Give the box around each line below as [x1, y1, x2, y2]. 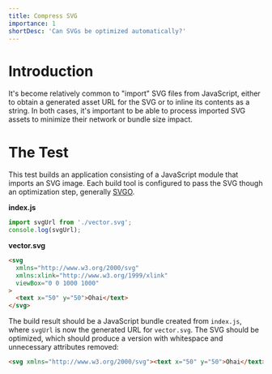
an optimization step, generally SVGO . [8, 187, 135, 197]
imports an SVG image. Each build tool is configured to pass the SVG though [8, 178, 263, 188]
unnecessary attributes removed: [8, 342, 119, 352]
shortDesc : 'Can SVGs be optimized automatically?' [8, 27, 186, 35]
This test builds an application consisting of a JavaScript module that [8, 170, 239, 179]
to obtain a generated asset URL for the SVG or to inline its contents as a [8, 97, 250, 107]
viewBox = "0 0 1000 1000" [15, 279, 100, 287]
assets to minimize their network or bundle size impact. [8, 114, 193, 124]
